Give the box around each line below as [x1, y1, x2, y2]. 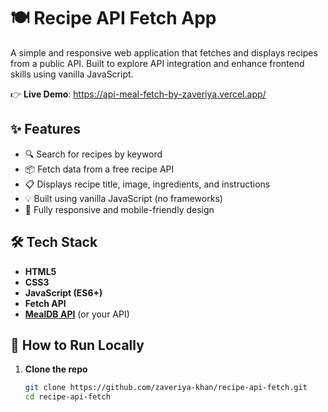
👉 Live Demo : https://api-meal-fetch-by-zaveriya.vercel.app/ [10, 88, 267, 100]
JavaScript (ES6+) [24, 286, 103, 299]
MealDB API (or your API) [24, 308, 130, 320]
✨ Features [10, 121, 81, 138]
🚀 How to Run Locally [10, 336, 145, 354]
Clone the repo [24, 363, 88, 375]
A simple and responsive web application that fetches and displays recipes [10, 46, 318, 59]
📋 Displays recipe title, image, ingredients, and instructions [24, 178, 271, 190]
